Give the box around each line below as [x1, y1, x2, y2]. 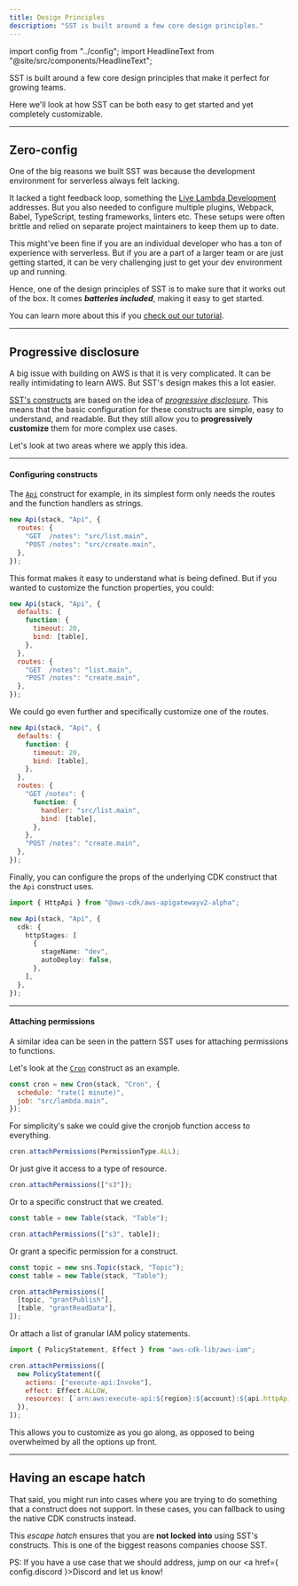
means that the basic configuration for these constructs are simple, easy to [9, 404, 284, 415]
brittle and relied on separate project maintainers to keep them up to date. [9, 221, 279, 232]
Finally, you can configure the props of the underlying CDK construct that [9, 872, 278, 882]
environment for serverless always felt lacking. [9, 175, 180, 187]
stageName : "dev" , [41, 947, 109, 956]
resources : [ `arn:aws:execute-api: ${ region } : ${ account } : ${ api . [25, 1394, 264, 1404]
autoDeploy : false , [41, 956, 114, 965]
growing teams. [9, 82, 67, 92]
